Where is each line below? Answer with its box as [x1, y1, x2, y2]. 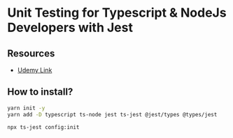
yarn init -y [7, 105, 45, 112]
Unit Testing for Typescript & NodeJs [7, 5, 227, 21]
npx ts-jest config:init [7, 123, 80, 130]
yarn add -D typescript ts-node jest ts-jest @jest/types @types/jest [7, 111, 218, 118]
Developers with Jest [7, 20, 133, 36]
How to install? [7, 86, 73, 98]
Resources [7, 47, 55, 59]
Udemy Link [17, 66, 52, 74]
